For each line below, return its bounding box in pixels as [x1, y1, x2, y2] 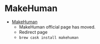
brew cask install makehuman [19, 35, 79, 40]
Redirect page [19, 29, 48, 35]
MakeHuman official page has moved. [19, 24, 96, 29]
